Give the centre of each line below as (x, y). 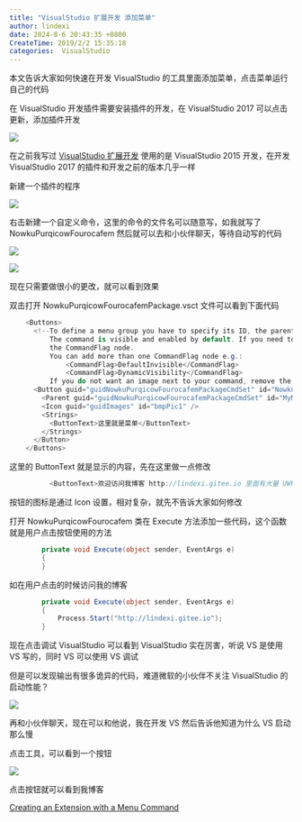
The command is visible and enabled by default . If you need (166, 339)
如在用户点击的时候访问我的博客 (68, 585)
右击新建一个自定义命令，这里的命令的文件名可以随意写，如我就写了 (135, 223)
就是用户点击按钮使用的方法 (61, 532)
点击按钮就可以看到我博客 (57, 790)
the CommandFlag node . (92, 348)
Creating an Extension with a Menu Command (94, 808)
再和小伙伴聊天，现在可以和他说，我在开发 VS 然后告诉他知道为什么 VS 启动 (151, 723)
